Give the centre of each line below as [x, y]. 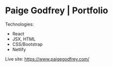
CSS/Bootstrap [27, 44]
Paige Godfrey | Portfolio [57, 11]
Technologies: [19, 24]
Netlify [19, 49]
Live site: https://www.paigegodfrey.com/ [47, 59]
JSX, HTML [24, 39]
